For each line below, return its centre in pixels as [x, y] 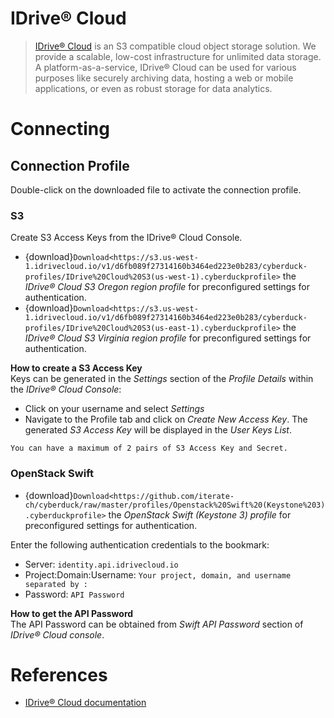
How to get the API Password [72, 613]
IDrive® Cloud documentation [85, 703]
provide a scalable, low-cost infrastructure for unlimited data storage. [178, 56]
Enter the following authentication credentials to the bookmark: [140, 544]
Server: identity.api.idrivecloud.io [101, 564]
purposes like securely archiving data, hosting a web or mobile [164, 78]
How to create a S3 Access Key [76, 368]
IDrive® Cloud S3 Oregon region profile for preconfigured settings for [167, 287]
